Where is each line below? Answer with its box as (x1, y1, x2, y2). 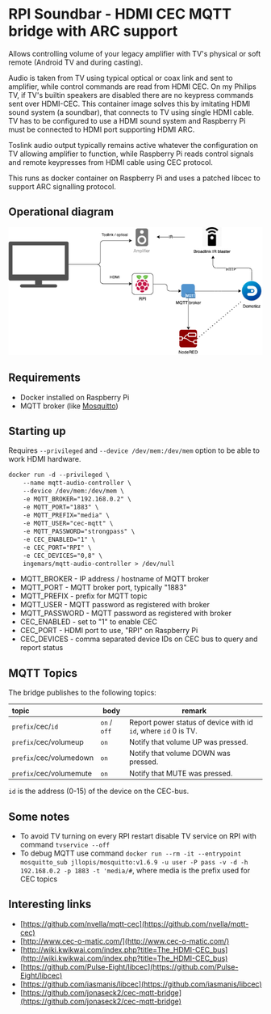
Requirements (8, 371, 81, 385)
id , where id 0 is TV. (128, 725, 198, 736)
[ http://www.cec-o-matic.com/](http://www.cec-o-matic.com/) (19, 936, 230, 946)
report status (19, 643, 64, 653)
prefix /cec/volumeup (11, 737, 85, 747)
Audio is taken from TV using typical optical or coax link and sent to (8, 73, 233, 82)
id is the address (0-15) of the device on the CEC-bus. (8, 786, 190, 796)
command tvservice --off (19, 840, 110, 850)
